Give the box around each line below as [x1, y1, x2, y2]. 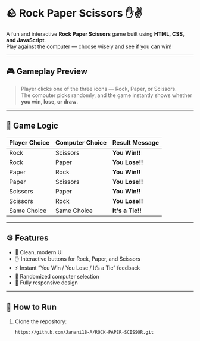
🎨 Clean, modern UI [14, 249, 64, 256]
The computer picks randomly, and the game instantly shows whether [20, 92, 192, 99]
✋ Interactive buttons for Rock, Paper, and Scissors [14, 255, 141, 262]
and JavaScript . [6, 36, 46, 43]
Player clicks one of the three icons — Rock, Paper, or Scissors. [20, 85, 177, 92]
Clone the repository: [14, 318, 67, 325]
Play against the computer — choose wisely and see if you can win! [6, 43, 172, 50]
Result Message [112, 138, 160, 146]
